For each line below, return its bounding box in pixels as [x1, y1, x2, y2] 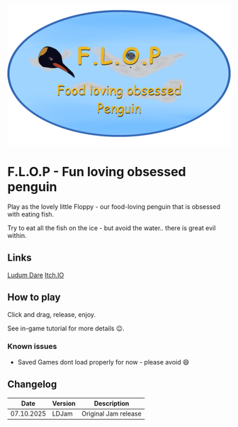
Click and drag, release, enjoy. [7, 310, 96, 318]
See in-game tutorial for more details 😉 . [7, 324, 125, 333]
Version [52, 399, 76, 408]
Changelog [7, 379, 57, 391]
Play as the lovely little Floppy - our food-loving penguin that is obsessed [7, 202, 221, 211]
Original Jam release [81, 409, 142, 418]
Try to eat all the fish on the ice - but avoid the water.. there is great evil [7, 223, 216, 232]
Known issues [7, 342, 57, 352]
